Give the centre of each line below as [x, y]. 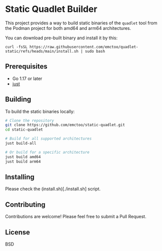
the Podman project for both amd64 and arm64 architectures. [68, 28]
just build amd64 [23, 157]
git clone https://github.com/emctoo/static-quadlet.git [65, 125]
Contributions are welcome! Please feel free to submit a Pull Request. [76, 217]
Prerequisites [26, 66]
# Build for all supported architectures [49, 139]
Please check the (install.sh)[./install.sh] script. [53, 189]
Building [18, 100]
